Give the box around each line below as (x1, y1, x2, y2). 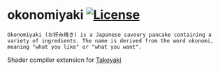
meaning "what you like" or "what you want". (7, 43, 142, 50)
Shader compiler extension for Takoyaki (7, 56, 122, 64)
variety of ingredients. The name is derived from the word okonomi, (7, 37, 214, 45)
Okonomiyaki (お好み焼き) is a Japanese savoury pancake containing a (7, 31, 212, 38)
